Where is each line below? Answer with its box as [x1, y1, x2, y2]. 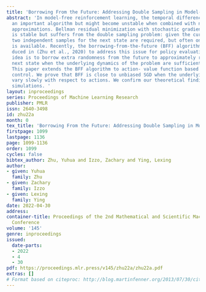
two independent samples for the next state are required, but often [12, 37, 193, 43]
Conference [12, 220, 40, 226]
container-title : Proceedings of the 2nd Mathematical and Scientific [6, 214, 191, 220]
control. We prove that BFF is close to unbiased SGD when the [12, 72, 177, 78]
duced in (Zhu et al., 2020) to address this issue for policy [12, 49, 177, 55]
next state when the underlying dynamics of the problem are [12, 60, 172, 66]
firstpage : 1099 [6, 129, 48, 135]
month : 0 [6, 117, 29, 123]
